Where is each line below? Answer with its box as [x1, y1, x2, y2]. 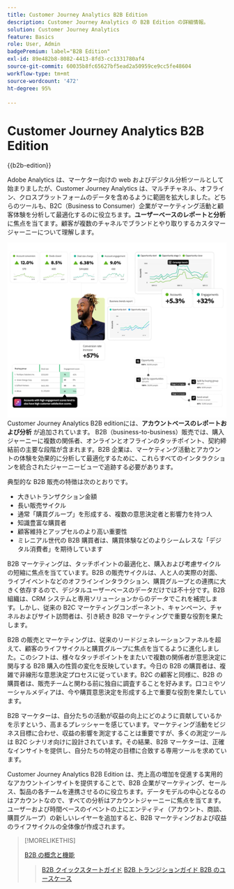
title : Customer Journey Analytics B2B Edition [7, 11, 148, 18]
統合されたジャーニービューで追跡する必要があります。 [19, 462, 178, 471]
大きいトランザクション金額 [17, 492, 97, 501]
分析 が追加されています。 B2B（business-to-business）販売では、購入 [19, 427, 225, 436]
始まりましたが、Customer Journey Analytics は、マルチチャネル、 [7, 184, 201, 193]
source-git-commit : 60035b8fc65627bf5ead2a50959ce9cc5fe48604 [7, 63, 192, 70]
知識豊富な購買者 [17, 518, 67, 527]
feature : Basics [7, 34, 54, 41]
